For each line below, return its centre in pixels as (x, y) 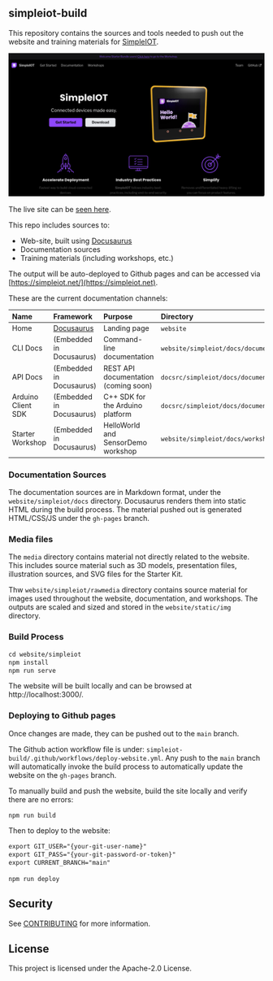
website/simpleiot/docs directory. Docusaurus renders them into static (127, 501)
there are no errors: (41, 799)
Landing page (126, 328)
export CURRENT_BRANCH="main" (60, 862)
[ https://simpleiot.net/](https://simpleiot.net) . (83, 283)
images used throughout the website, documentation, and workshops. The (133, 599)
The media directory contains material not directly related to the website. (129, 557)
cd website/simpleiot (45, 655)
